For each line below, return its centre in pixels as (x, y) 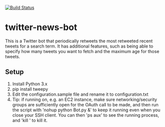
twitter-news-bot (41, 27)
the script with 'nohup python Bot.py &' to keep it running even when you (86, 110)
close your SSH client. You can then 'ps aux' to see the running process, (85, 115)
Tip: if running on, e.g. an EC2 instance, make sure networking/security (85, 99)
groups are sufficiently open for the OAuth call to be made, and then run (85, 104)
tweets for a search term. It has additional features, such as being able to (79, 46)
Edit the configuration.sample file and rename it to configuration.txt (80, 94)
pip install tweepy (30, 89)
